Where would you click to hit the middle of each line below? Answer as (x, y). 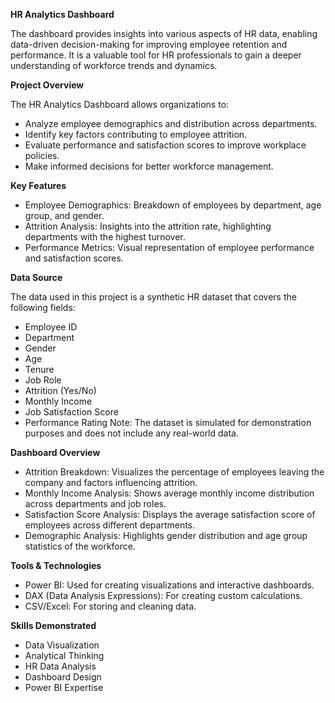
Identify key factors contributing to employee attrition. (136, 134)
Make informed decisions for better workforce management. (149, 166)
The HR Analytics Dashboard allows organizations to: (120, 104)
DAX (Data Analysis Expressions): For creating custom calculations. (163, 595)
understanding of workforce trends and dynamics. (114, 65)
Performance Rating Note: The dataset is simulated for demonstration (168, 422)
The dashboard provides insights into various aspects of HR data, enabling (164, 33)
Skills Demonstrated (53, 625)
